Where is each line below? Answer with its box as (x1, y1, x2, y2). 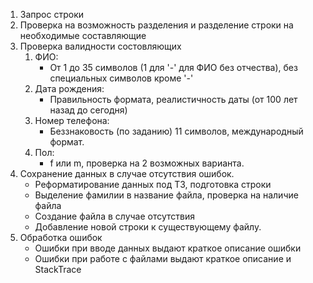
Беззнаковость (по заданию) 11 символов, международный (49, 125, 304, 137)
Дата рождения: (34, 83, 105, 94)
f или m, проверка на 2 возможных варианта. (49, 157, 245, 169)
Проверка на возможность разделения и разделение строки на (19, 19, 294, 31)
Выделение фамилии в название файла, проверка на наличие (34, 189, 299, 201)
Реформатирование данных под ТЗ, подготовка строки (34, 179, 272, 190)
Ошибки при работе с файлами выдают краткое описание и (34, 253, 292, 264)
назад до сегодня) (49, 104, 128, 116)
